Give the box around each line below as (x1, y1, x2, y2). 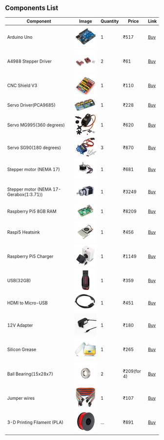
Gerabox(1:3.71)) (7, 191, 43, 197)
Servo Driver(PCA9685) (7, 102, 56, 108)
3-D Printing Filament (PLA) (7, 419, 64, 425)
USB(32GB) (7, 278, 31, 284)
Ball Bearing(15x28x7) (7, 371, 54, 377)
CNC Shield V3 (7, 83, 38, 89)
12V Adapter (7, 322, 33, 328)
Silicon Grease (7, 346, 37, 352)
